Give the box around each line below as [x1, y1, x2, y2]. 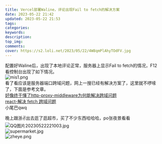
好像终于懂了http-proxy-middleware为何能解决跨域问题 [5, 92, 117, 98]
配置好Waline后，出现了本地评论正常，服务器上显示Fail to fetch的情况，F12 [5, 62, 158, 68]
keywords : [5, 30, 26, 35]
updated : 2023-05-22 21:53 [5, 16, 61, 21]
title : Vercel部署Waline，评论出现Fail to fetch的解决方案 [5, 7, 120, 12]
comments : [5, 44, 26, 49]
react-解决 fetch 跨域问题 [5, 98, 57, 104]
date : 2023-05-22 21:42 [5, 12, 54, 17]
